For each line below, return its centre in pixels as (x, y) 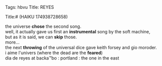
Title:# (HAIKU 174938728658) (36, 17)
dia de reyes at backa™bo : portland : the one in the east (62, 58)
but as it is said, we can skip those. (41, 37)
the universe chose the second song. (43, 26)
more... (12, 42)
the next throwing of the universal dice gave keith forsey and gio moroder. (81, 47)
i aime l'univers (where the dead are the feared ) (54, 53)
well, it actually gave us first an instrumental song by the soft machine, (78, 32)
